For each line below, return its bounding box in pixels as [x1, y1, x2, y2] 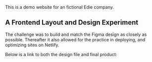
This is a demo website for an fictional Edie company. [5, 4, 114, 10]
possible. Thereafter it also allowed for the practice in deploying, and [5, 36, 146, 42]
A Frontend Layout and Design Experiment [5, 18, 139, 27]
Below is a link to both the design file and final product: [5, 51, 117, 57]
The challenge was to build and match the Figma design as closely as [5, 31, 147, 37]
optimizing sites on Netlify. [5, 42, 59, 48]
